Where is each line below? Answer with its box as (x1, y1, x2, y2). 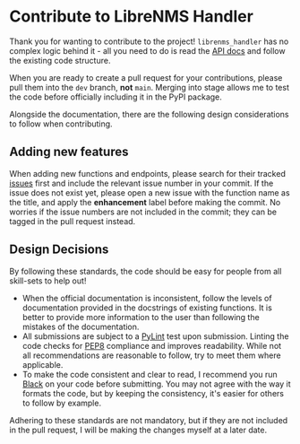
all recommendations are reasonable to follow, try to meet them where (21, 350, 281, 361)
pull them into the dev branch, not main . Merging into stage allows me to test (9, 82, 289, 92)
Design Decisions (9, 242, 109, 257)
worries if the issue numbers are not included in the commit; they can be (9, 206, 278, 217)
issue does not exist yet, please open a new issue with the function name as (9, 187, 290, 198)
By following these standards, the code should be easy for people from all (9, 266, 282, 276)
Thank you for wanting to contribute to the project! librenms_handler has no (9, 36, 289, 47)
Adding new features (9, 144, 129, 160)
